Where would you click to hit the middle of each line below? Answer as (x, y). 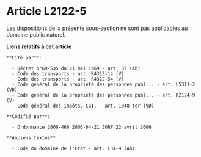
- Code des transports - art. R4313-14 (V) (68, 74)
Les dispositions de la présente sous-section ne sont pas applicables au (97, 28)
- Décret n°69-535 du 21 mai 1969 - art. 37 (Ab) (76, 68)
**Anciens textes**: (33, 138)
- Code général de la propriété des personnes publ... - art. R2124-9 (104, 95)
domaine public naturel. (36, 34)
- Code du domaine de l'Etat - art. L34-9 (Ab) (74, 148)
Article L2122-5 (46, 11)
